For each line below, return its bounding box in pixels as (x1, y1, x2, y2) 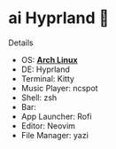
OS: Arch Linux (20, 54, 78, 65)
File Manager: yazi (20, 129, 89, 140)
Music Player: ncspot (20, 82, 98, 93)
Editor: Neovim (20, 120, 76, 131)
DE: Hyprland (20, 64, 70, 74)
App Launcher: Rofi (20, 111, 92, 122)
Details (8, 37, 34, 48)
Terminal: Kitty (20, 73, 74, 83)
